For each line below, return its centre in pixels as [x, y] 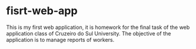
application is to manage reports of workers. [60, 40]
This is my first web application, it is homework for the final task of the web [98, 27]
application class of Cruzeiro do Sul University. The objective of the [88, 33]
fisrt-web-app [42, 11]
